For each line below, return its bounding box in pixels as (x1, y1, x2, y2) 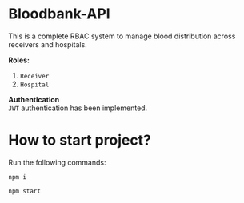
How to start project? (8, 131, 152, 149)
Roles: (8, 55, 30, 65)
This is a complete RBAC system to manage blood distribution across (8, 31, 236, 41)
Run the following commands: (8, 157, 106, 167)
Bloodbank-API (8, 5, 110, 23)
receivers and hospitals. (8, 39, 88, 49)
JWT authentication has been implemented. (8, 103, 148, 113)
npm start (8, 187, 42, 195)
